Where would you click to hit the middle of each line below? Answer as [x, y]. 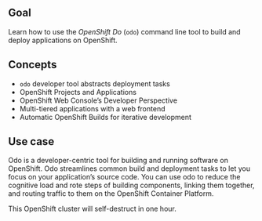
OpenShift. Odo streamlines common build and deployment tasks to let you [129, 168]
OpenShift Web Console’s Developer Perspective [98, 100]
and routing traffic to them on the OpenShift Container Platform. [111, 194]
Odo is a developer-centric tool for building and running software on [118, 161]
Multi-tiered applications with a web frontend [92, 108]
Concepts [33, 65]
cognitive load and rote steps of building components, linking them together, [131, 185]
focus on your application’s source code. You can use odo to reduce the [124, 177]
